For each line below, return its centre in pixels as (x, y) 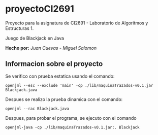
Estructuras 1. (20, 28)
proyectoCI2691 (40, 9)
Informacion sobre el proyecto (54, 64)
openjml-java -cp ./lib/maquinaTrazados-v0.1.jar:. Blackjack (72, 127)
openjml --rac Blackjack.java (37, 109)
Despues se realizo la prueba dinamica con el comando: (64, 99)
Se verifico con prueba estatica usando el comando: (60, 76)
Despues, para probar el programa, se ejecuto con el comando (71, 118)
